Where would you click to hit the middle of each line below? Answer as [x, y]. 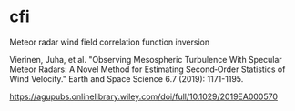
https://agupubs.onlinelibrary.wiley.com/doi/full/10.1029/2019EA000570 [143, 96]
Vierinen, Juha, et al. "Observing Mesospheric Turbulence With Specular [146, 59]
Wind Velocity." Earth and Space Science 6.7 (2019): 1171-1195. [127, 78]
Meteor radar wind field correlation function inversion [110, 42]
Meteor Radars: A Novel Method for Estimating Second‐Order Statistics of [147, 69]
